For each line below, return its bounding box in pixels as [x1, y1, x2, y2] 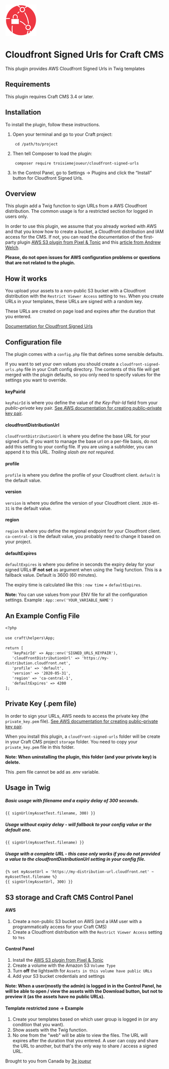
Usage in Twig [5, 784, 51, 792]
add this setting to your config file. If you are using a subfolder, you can [5, 444, 153, 450]
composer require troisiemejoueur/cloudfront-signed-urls [15, 161, 139, 166]
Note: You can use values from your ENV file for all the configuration [5, 591, 147, 598]
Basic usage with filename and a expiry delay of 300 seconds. [5, 797, 139, 803]
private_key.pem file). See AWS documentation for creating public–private [5, 718, 158, 724]
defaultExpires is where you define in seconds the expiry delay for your [5, 561, 155, 568]
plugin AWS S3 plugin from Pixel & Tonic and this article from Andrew [17, 239, 161, 246]
